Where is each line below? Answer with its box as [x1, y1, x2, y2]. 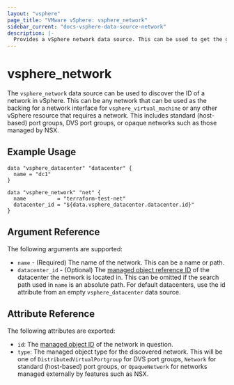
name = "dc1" [13, 171, 52, 178]
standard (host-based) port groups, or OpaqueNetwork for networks [17, 362, 208, 370]
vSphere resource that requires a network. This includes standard [7, 111, 196, 120]
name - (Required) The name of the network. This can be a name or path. [17, 258, 225, 267]
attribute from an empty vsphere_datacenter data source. [17, 288, 181, 296]
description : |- [7, 29, 54, 37]
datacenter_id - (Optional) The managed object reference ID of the [17, 265, 210, 274]
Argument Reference [7, 226, 100, 238]
